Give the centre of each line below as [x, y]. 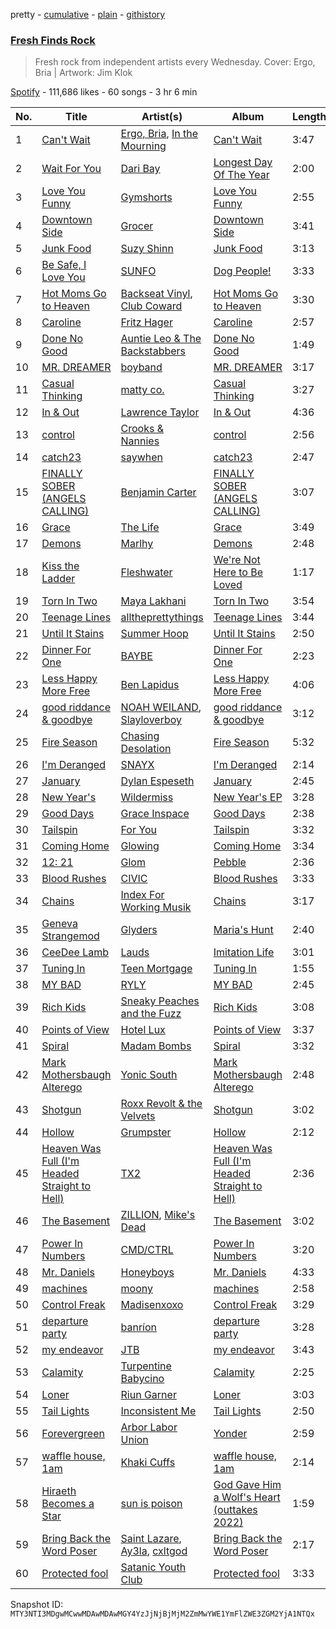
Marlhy [137, 544]
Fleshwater [146, 572]
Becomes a [68, 1504]
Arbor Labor [149, 1427]
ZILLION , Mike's [158, 1215]
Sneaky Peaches [160, 1001]
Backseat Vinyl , [156, 294]
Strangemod [70, 936]
